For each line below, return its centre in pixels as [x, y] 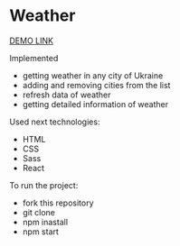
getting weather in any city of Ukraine [93, 75]
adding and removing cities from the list [96, 85]
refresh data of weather [66, 95]
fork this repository [58, 203]
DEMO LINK [32, 41]
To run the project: [44, 185]
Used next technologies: [55, 122]
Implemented [34, 58]
